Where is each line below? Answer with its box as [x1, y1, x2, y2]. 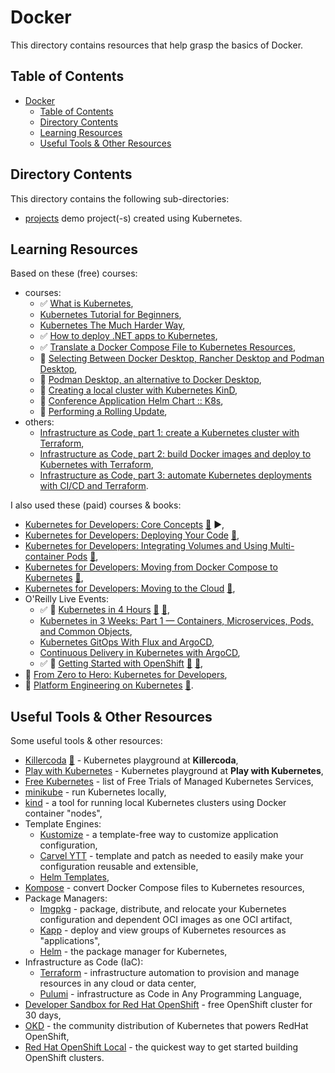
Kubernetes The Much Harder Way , [39, 319, 186, 331]
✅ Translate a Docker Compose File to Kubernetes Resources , [39, 341, 296, 353]
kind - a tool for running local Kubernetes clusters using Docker [24, 797, 287, 809]
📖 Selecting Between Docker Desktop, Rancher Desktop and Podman [39, 352, 325, 365]
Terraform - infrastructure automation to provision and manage [39, 967, 300, 979]
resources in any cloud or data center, [39, 977, 197, 990]
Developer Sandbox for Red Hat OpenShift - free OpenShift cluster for [24, 999, 313, 1011]
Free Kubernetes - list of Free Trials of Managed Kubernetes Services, [24, 776, 314, 788]
